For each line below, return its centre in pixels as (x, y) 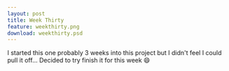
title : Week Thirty (36, 20)
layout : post (26, 14)
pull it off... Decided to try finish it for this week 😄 (79, 61)
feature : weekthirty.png (43, 26)
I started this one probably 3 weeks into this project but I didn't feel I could (114, 53)
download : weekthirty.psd (45, 33)
